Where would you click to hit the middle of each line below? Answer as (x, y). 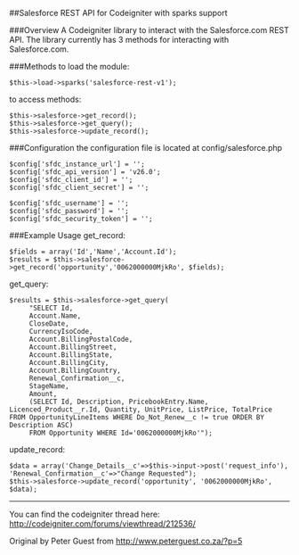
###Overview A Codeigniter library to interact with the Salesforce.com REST (149, 30)
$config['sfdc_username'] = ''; (69, 203)
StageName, (49, 386)
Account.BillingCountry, (75, 370)
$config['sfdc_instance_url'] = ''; (77, 164)
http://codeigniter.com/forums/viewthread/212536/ (102, 524)
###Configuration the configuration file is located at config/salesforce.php (146, 148)
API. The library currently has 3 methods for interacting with (119, 40)
